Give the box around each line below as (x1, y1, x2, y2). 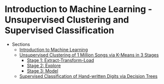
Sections (11, 41, 30, 47)
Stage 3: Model (26, 67, 58, 73)
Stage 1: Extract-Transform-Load (26, 57, 94, 63)
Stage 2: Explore (26, 62, 61, 68)
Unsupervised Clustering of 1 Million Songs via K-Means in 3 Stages (19, 51, 159, 58)
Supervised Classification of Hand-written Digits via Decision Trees (19, 73, 158, 79)
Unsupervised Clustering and (4, 14, 129, 25)
